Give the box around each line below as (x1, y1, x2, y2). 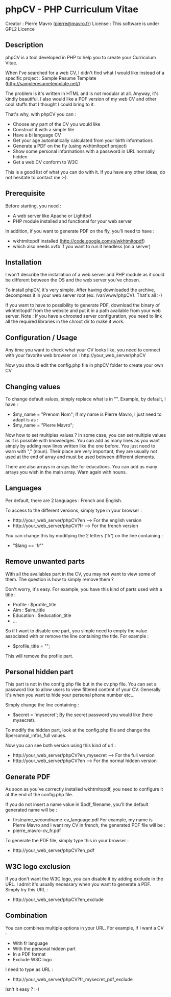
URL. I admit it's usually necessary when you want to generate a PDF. (5, 881, 152, 887)
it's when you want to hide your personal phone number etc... (5, 692, 135, 698)
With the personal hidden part (12, 945, 76, 952)
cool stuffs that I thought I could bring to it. (5, 101, 95, 107)
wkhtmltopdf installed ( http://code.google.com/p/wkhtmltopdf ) (12, 238, 145, 244)
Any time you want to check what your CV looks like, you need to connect (5, 347, 161, 353)
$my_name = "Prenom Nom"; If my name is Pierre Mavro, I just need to (12, 411, 162, 417)
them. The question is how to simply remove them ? (5, 576, 114, 582)
